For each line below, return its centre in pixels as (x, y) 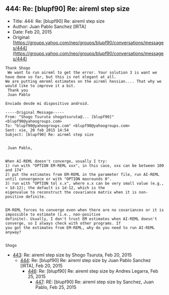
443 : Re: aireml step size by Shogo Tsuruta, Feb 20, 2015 (72, 255)
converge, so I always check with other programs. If (63, 223)
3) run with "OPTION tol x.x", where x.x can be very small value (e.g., (85, 183)
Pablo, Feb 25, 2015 (56, 287)
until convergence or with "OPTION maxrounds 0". (59, 179)
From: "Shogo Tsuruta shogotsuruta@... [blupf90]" (60, 117)
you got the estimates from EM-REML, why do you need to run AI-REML (80, 228)
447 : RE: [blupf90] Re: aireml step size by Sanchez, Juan (95, 282)
